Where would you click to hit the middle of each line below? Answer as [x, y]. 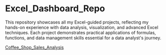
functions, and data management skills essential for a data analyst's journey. [83, 38]
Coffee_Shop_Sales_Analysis [34, 47]
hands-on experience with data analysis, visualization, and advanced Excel [82, 27]
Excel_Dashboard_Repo [55, 9]
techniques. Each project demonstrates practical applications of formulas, [81, 32]
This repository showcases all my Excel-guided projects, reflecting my [77, 22]
